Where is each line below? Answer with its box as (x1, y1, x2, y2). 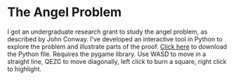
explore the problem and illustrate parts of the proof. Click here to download (7, 42, 227, 51)
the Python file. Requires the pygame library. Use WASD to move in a (7, 50, 207, 58)
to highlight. (7, 65, 42, 73)
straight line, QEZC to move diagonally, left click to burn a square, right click (7, 57, 227, 65)
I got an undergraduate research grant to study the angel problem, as (7, 27, 208, 36)
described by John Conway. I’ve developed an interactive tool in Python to (7, 34, 223, 43)
